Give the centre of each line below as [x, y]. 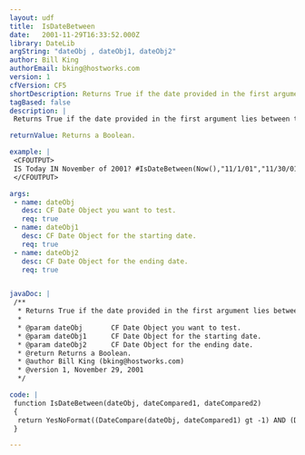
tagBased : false [40, 102]
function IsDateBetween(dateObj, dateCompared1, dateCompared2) [137, 403]
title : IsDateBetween [52, 26]
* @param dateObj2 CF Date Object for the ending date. [136, 345]
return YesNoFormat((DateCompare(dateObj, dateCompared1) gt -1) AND [152, 420]
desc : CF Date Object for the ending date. [105, 261]
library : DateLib [42, 43]
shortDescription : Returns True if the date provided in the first [140, 94]
